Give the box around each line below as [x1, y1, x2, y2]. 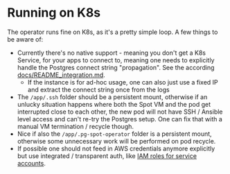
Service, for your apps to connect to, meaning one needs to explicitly [17, 55, 215, 64]
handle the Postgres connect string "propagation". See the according [17, 63, 215, 71]
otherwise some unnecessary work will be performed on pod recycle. [17, 137, 216, 145]
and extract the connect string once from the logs [27, 85, 170, 94]
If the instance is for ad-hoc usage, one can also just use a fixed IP [27, 78, 218, 86]
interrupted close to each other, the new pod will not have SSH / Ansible [17, 107, 223, 116]
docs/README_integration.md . [17, 71, 105, 79]
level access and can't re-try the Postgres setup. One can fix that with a [17, 114, 223, 123]
